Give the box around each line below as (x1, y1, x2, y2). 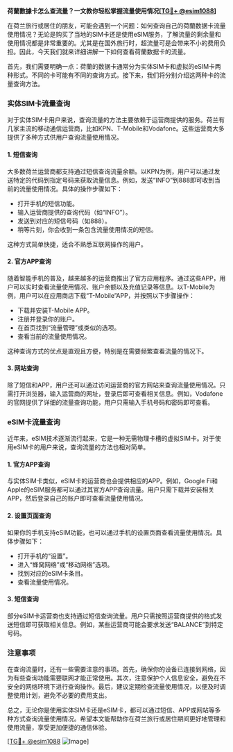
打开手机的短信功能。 (17, 199, 78, 208)
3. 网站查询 (7, 364, 40, 372)
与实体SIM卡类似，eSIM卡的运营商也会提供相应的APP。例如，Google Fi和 (7, 477, 218, 485)
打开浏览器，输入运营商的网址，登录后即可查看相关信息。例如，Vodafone (12, 389, 223, 398)
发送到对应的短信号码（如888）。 (17, 217, 111, 225)
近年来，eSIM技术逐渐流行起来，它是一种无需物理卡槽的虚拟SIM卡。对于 (7, 434, 215, 443)
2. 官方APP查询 (7, 257, 51, 266)
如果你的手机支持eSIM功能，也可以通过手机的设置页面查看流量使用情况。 (7, 528, 216, 537)
